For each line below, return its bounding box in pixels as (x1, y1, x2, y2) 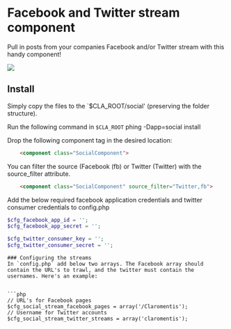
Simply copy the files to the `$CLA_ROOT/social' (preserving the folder (7, 102, 210, 110)
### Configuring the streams (7, 255, 92, 262)
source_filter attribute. (7, 169, 71, 178)
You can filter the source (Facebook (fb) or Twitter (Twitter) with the (7, 162, 202, 170)
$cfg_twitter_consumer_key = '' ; (7, 235, 104, 243)
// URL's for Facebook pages (7, 297, 92, 304)
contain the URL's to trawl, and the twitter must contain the (7, 266, 195, 273)
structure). (7, 109, 38, 118)
